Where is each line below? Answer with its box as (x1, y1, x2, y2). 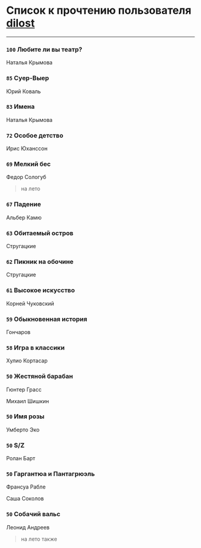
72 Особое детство (6, 131, 64, 139)
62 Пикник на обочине (6, 257, 74, 266)
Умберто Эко (6, 426, 40, 433)
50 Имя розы (6, 412, 45, 421)
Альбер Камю (6, 214, 42, 221)
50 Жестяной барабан (6, 372, 74, 380)
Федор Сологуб (6, 174, 47, 181)
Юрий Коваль (6, 88, 41, 95)
